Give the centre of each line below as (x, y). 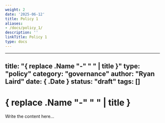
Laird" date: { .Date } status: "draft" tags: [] (73, 82)
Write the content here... (30, 117)
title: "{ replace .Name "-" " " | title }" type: (73, 66)
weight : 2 (15, 10)
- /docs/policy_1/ (24, 28)
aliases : (14, 23)
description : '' (22, 32)
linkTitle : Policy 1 (26, 37)
